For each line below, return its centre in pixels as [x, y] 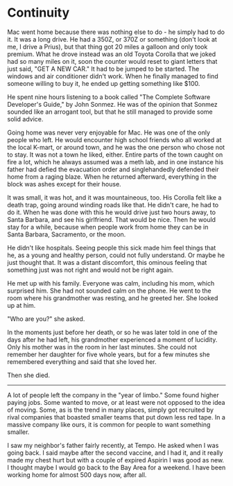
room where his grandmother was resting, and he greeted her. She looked [113, 298]
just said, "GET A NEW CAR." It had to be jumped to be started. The [103, 69]
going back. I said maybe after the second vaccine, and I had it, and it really [115, 453]
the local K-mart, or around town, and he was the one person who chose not [116, 147]
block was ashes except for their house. [64, 184]
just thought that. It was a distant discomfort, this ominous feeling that [107, 262]
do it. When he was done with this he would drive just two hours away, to [112, 212]
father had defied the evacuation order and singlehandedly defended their [113, 169]
